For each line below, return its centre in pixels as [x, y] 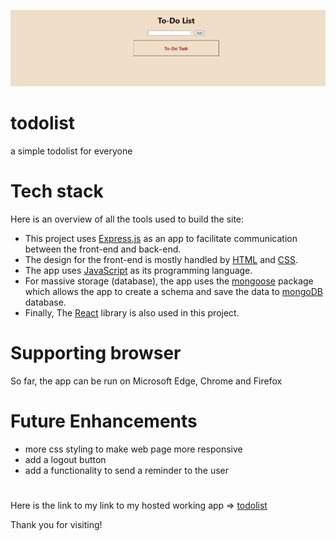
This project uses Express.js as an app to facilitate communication [161, 239]
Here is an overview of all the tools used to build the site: [127, 219]
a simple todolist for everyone [71, 151]
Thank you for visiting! [56, 525]
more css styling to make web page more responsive [133, 449]
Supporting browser [96, 353]
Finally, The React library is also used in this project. [132, 313]
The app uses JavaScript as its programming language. [138, 271]
